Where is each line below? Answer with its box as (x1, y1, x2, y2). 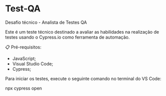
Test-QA (5, 3, 41, 14)
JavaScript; (12, 55, 36, 61)
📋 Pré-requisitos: (5, 44, 41, 50)
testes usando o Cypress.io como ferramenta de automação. (5, 34, 130, 40)
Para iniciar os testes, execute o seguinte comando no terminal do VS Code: (5, 75, 162, 82)
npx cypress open (5, 85, 42, 91)
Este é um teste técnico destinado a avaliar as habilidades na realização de (5, 29, 160, 35)
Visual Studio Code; (12, 60, 53, 67)
